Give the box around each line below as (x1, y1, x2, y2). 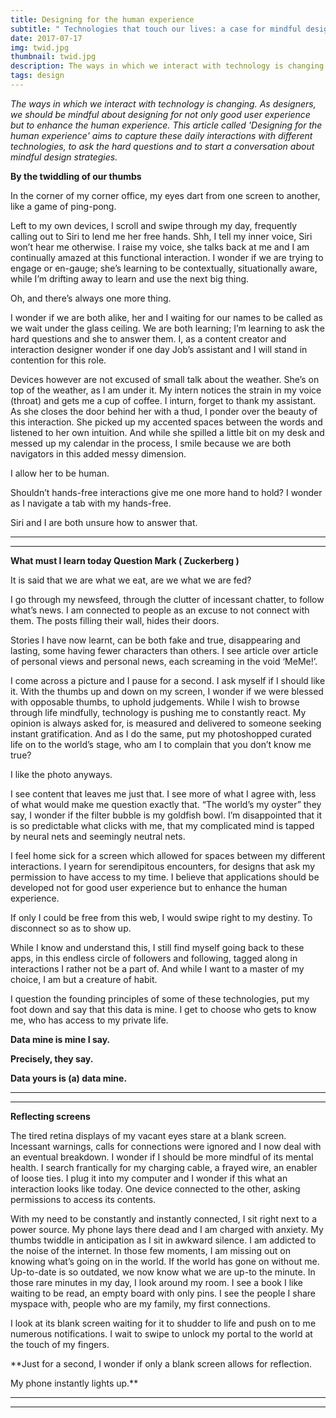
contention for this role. (10, 354, 107, 366)
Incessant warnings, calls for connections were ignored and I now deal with (10, 1140, 322, 1152)
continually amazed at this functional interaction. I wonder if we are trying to (10, 251, 324, 263)
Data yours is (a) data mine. (10, 1072, 128, 1084)
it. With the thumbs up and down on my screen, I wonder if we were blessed (10, 685, 324, 697)
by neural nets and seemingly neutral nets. (10, 830, 186, 842)
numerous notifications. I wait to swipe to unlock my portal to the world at (10, 1327, 313, 1340)
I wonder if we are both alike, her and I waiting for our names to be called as (10, 311, 323, 323)
